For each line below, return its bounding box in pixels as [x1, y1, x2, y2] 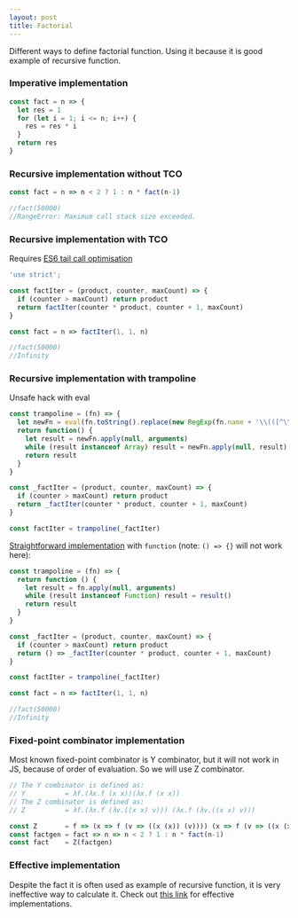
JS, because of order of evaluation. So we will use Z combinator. [9, 764, 246, 774]
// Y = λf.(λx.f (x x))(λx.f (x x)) [9, 789, 180, 798]
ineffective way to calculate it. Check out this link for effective [9, 889, 235, 899]
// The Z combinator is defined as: [9, 797, 145, 806]
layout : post [9, 12, 58, 22]
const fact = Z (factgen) [9, 838, 114, 847]
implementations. [9, 898, 73, 909]
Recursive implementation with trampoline [9, 373, 197, 385]
